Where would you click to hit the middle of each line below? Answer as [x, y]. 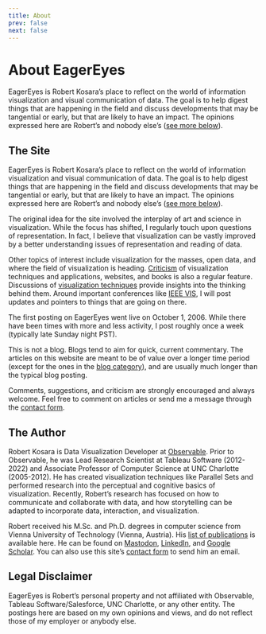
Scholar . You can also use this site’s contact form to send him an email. [124, 551]
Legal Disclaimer [50, 576]
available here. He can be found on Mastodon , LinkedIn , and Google [120, 543]
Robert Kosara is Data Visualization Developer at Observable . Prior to [121, 451]
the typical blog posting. [48, 375]
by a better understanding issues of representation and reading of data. [125, 244]
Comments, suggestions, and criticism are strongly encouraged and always [132, 391]
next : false [28, 30]
